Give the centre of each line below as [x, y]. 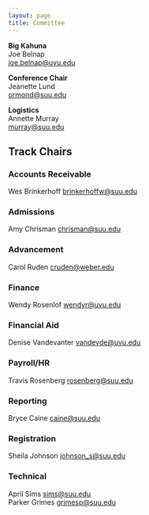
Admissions [32, 212]
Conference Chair [38, 78]
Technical [28, 476]
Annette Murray [34, 118]
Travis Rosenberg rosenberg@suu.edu [71, 380]
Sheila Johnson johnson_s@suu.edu [67, 456]
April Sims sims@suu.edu [50, 494]
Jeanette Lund [32, 86]
